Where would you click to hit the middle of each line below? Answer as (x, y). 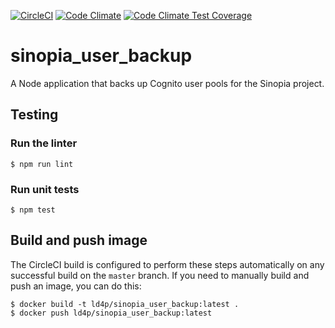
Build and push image (79, 240)
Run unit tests (45, 189)
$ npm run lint (42, 164)
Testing (34, 115)
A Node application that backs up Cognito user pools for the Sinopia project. (167, 83)
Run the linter (44, 143)
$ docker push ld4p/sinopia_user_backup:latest (111, 313)
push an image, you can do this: (76, 286)
